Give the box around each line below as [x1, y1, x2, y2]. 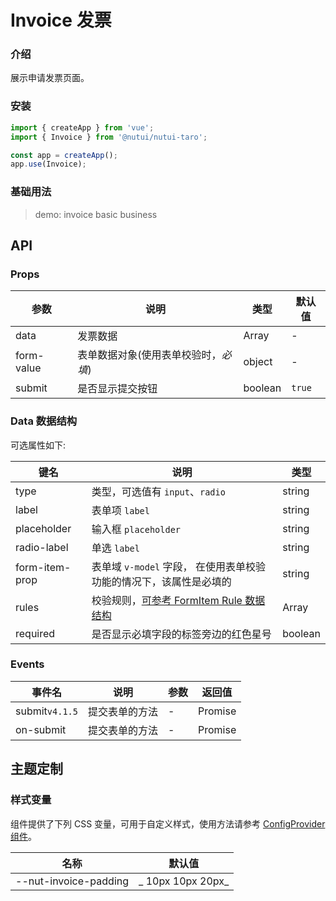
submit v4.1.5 [15, 704, 78, 718]
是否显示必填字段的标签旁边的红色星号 [91, 627, 272, 641]
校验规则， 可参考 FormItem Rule [91, 593, 243, 607]
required [15, 626, 56, 640]
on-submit [15, 722, 67, 736]
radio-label [15, 540, 69, 554]
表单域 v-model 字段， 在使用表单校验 [91, 559, 266, 573]
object [243, 355, 273, 369]
